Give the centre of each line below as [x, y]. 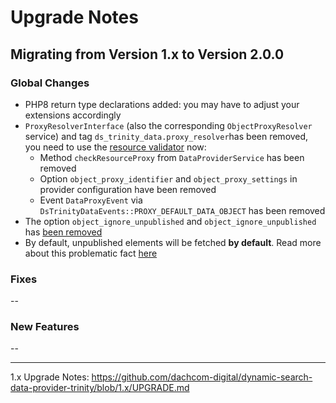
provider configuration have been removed [128, 189]
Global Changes [50, 83]
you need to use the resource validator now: [115, 147]
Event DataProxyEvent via [91, 200]
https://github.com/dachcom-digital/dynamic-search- [202, 377]
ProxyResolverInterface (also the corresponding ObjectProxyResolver [168, 125]
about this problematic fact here [91, 253]
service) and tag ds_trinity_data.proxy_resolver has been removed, [166, 136]
